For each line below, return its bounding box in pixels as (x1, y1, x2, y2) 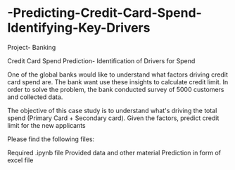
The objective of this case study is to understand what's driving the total (7, 106, 217, 115)
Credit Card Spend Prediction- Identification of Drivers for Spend (7, 56, 196, 65)
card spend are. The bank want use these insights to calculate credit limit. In (7, 77, 229, 86)
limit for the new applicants (7, 121, 86, 129)
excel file (7, 156, 34, 164)
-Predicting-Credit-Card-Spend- (7, 5, 202, 21)
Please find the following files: (7, 135, 95, 143)
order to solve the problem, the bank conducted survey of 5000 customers (7, 85, 224, 93)
